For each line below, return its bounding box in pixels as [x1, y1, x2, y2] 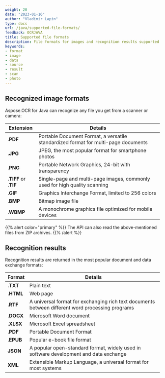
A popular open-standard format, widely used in [29, 344, 141, 351]
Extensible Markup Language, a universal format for [29, 359, 149, 366]
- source [5, 62, 23, 67]
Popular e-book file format [29, 337, 91, 343]
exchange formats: [5, 262, 43, 268]
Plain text [29, 282, 51, 289]
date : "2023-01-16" [5, 12, 45, 17]
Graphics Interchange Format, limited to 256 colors [38, 189, 156, 196]
